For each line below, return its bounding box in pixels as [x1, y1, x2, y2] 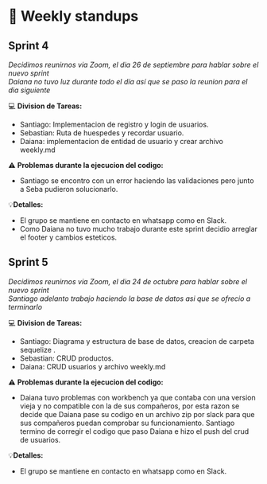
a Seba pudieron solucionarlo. [19, 185, 118, 193]
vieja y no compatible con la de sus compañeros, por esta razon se [19, 401, 240, 411]
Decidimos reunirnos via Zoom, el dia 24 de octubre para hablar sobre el [8, 276, 248, 286]
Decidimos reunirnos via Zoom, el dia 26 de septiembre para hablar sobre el [8, 60, 259, 69]
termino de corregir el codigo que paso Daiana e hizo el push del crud [19, 426, 250, 436]
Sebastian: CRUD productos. [19, 353, 114, 363]
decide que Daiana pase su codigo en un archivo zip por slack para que [19, 409, 255, 419]
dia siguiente [8, 85, 51, 95]
